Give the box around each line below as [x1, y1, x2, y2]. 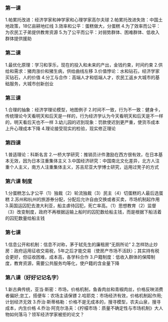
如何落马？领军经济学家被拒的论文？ [9, 311, 84, 317]
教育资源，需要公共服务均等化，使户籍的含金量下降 [14, 260, 119, 266]
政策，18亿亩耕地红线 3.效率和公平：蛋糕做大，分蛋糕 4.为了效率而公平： [9, 23, 161, 29]
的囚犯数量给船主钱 [5, 215, 45, 221]
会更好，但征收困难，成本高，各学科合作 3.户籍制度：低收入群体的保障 [5, 254, 151, 260]
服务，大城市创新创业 [9, 80, 54, 86]
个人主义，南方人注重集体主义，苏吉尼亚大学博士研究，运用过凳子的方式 [9, 164, 159, 170]
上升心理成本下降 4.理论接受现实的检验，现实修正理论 [5, 125, 116, 131]
